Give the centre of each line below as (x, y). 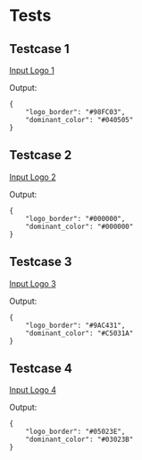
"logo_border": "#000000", (75, 218)
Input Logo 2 (33, 177)
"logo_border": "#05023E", (75, 432)
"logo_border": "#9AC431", (75, 325)
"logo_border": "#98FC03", (75, 112)
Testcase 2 (41, 155)
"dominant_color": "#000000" (79, 226)
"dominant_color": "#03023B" (79, 440)
